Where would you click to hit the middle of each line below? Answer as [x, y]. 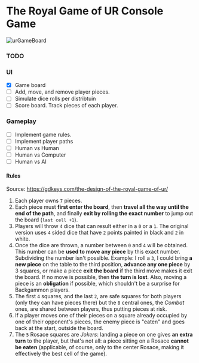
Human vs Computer [40, 155]
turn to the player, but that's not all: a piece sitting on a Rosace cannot [102, 341]
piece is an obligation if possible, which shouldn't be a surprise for [97, 284]
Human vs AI [30, 161]
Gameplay [22, 121]
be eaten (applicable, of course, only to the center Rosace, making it [99, 347]
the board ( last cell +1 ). [46, 220]
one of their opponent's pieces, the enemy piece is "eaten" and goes [100, 322]
